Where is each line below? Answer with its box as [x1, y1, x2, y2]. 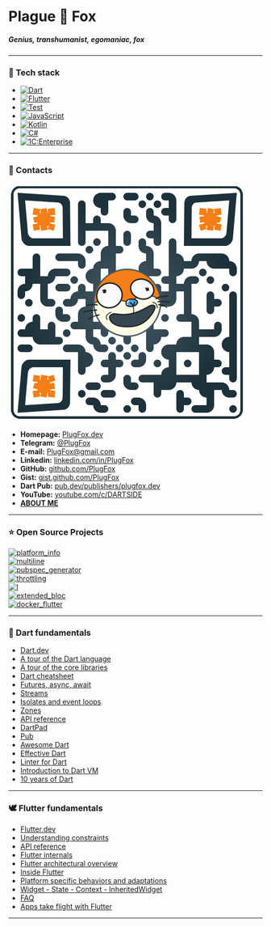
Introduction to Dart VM [19, 766, 99, 776]
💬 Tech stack [8, 67, 60, 78]
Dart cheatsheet [19, 671, 74, 681]
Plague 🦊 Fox [8, 7, 97, 26]
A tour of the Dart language [19, 654, 111, 664]
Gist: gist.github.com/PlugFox [19, 472, 119, 482]
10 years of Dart [19, 774, 74, 784]
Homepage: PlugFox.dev [19, 429, 103, 439]
